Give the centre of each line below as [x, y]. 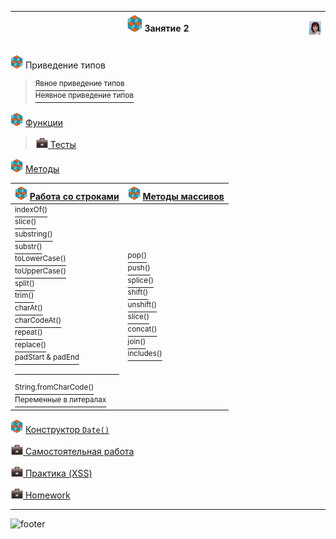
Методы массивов [183, 196]
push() [139, 268]
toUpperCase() [40, 271]
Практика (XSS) [58, 473]
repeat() [28, 332]
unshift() [142, 305]
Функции [44, 123]
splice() [141, 280]
